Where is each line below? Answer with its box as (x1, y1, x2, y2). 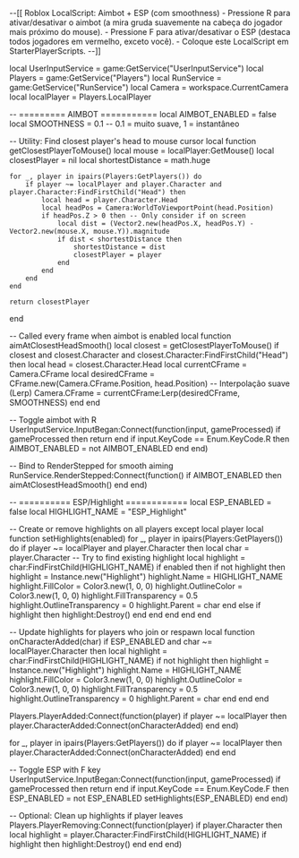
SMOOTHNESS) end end (9, 398, 100, 408)
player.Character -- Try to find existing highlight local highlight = (9, 553, 246, 562)
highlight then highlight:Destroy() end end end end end (9, 609, 212, 620)
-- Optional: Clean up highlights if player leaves (9, 811, 184, 820)
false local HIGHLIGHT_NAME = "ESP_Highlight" (9, 506, 187, 517)
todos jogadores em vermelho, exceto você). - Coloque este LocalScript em (9, 36, 289, 47)
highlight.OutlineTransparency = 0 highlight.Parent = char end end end (9, 693, 269, 704)
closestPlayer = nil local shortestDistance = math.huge (9, 155, 210, 165)
